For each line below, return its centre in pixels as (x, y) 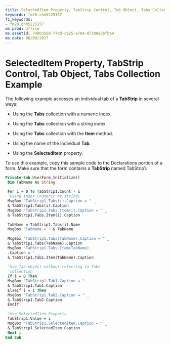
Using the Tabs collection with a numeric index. (62, 114)
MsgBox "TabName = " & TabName (40, 229)
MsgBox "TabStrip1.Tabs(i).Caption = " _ (52, 201)
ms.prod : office (22, 29)
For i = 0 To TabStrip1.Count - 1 (44, 192)
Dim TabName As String (31, 182)
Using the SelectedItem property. (48, 153)
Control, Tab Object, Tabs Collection (83, 74)
